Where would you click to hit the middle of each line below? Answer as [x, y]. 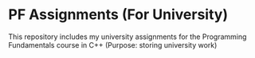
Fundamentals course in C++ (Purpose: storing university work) [113, 44]
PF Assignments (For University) [118, 15]
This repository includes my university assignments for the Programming [127, 37]
